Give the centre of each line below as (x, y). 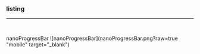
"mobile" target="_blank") (38, 45)
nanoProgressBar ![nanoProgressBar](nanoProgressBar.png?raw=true (92, 38)
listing (15, 9)
